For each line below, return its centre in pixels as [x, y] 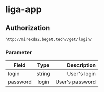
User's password [75, 82]
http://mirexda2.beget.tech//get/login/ [49, 39]
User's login [81, 74]
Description [81, 65]
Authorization [28, 28]
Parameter [19, 52]
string [43, 74]
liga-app [23, 9]
